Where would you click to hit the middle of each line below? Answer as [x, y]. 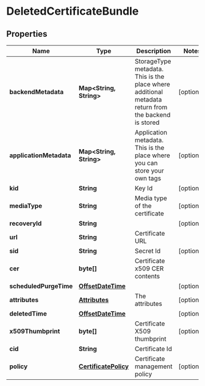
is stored [147, 122]
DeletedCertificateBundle [73, 11]
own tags [148, 178]
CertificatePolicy [104, 366]
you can [146, 163]
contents [147, 276]
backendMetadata [37, 92]
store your [149, 171]
